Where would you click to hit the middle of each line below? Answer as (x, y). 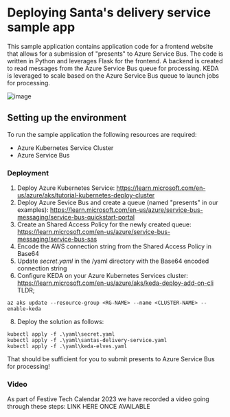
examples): (33, 210)
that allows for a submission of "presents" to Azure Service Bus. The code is (115, 54)
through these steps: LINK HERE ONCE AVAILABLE (79, 407)
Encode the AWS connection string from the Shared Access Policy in (114, 246)
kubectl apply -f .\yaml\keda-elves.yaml (67, 346)
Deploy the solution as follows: (60, 322)
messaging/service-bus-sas (57, 239)
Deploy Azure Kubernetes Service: (66, 188)
